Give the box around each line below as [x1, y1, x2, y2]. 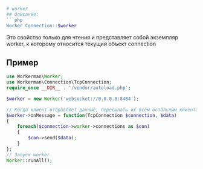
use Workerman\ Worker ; [6, 73, 63, 80]
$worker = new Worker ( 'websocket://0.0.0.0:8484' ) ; [6, 96, 139, 102]
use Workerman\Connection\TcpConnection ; [6, 79, 112, 85]
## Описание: [6, 11, 39, 18]
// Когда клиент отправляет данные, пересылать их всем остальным [6, 107, 177, 113]
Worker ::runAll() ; [6, 157, 53, 164]
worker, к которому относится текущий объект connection [6, 40, 156, 47]
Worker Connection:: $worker [6, 22, 77, 28]
